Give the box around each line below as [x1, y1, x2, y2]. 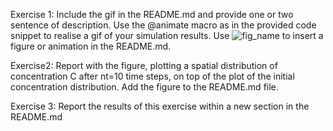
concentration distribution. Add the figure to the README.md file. [10, 81, 279, 93]
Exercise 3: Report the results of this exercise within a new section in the [10, 100, 310, 112]
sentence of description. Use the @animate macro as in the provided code [10, 19, 317, 31]
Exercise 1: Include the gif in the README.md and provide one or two [10, 9, 294, 20]
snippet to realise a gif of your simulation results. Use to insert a [10, 30, 324, 41]
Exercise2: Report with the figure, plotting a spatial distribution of [10, 60, 278, 71]
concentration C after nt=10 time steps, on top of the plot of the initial [10, 70, 295, 82]
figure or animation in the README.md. [10, 40, 172, 52]
